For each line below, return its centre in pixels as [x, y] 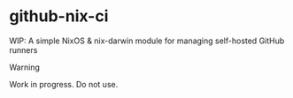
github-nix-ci [59, 16]
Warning [24, 67]
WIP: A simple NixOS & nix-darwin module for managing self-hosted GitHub [147, 41]
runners [23, 49]
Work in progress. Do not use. [64, 84]
